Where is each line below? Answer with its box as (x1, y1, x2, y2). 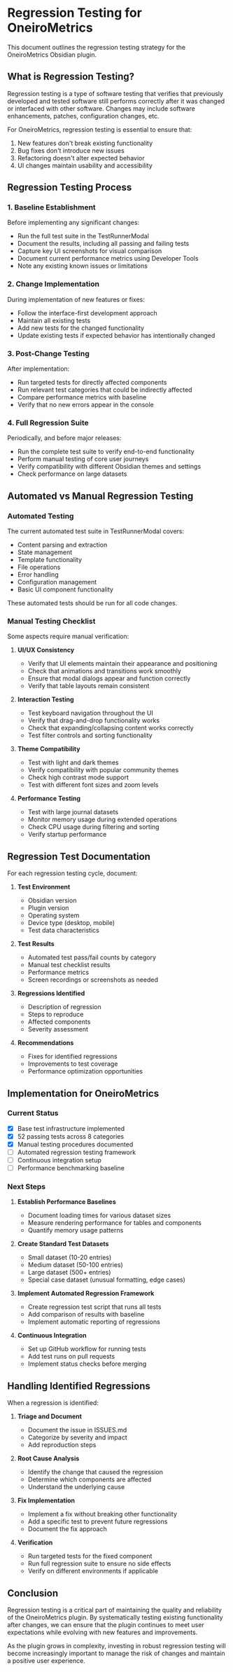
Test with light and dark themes (27, 758, 119, 767)
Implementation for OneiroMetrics (7, 1088, 160, 1099)
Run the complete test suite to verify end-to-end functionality (17, 447, 195, 456)
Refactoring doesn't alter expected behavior (17, 153, 145, 162)
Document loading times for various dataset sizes (27, 1211, 171, 1220)
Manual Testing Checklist (7, 616, 96, 626)
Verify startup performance (27, 830, 107, 839)
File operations (17, 563, 61, 572)
